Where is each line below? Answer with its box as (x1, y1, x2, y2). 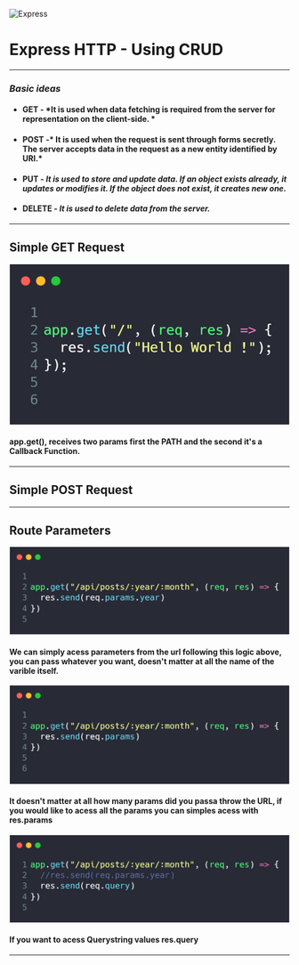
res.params (9, 815, 53, 825)
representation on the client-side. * (21, 114, 156, 125)
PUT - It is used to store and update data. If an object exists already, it (21, 174, 287, 184)
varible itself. (9, 665, 60, 676)
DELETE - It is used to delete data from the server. (21, 203, 211, 214)
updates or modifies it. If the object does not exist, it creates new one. (21, 182, 287, 193)
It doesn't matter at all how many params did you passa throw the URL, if (9, 796, 283, 807)
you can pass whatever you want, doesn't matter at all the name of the (9, 655, 275, 667)
